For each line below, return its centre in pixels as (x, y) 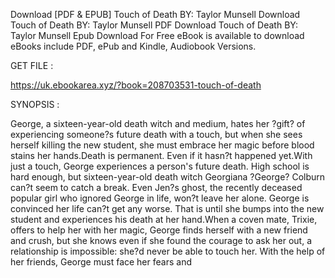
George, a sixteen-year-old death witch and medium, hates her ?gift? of (158, 123)
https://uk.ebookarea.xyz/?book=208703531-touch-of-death (136, 85)
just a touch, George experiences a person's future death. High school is (160, 166)
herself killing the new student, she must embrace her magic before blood (162, 145)
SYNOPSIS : (35, 104)
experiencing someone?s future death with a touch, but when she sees (156, 134)
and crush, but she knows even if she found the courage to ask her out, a (161, 240)
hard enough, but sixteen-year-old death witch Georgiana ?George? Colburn (168, 177)
